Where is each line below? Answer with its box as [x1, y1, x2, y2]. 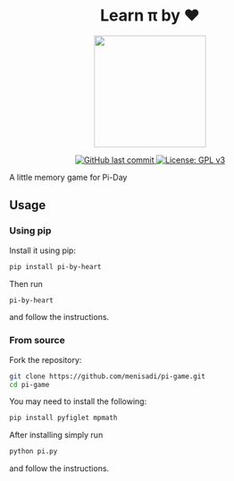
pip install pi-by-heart [9, 262, 102, 271]
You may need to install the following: [9, 396, 147, 407]
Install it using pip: [9, 245, 76, 256]
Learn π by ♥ [99, 5, 201, 26]
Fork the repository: [9, 354, 82, 365]
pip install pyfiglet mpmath [9, 413, 118, 423]
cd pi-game [9, 380, 50, 389]
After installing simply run [9, 430, 104, 441]
